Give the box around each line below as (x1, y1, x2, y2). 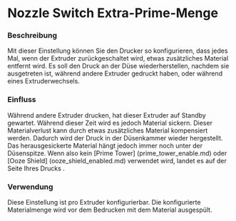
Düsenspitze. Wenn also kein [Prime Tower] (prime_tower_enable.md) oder (7, 148, 227, 158)
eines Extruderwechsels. (7, 77, 80, 86)
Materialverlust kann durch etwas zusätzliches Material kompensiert (7, 126, 208, 135)
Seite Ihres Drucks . (7, 164, 66, 173)
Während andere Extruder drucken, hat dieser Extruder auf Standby (7, 110, 207, 119)
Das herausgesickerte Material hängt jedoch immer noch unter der (7, 141, 203, 150)
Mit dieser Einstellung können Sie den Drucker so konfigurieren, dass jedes (7, 46, 228, 55)
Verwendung (7, 182, 53, 192)
